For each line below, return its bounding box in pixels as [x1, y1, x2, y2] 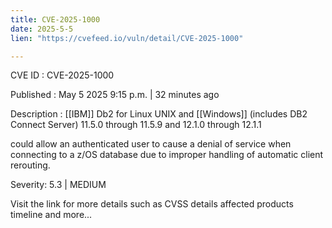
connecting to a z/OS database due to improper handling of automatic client [10, 149, 324, 161]
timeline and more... [10, 209, 93, 221]
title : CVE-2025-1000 [10, 14, 101, 25]
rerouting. [10, 159, 51, 171]
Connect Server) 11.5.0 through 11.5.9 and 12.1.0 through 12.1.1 [10, 119, 262, 131]
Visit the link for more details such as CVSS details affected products [10, 198, 294, 210]
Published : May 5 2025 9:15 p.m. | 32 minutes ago [10, 89, 220, 101]
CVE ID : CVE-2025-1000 [10, 69, 115, 81]
